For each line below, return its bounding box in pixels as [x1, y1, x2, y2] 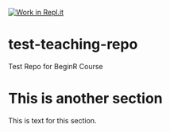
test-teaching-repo [8, 36, 138, 53]
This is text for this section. [8, 115, 97, 125]
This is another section [8, 90, 163, 107]
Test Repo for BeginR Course [8, 61, 103, 71]
